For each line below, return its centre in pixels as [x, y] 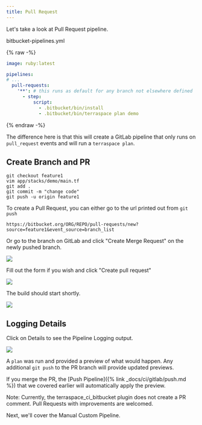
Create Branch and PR [48, 162]
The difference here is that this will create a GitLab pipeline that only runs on [101, 137]
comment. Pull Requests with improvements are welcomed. [80, 404]
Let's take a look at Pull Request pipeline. [57, 29]
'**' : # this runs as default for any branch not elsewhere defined [105, 91]
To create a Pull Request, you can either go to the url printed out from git [97, 208]
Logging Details [36, 323]
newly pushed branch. [34, 247]
